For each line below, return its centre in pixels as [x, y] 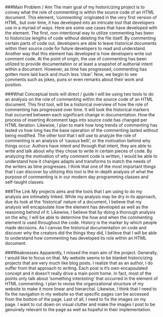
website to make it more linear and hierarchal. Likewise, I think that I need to [81, 289]
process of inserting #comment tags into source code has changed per [76, 120]
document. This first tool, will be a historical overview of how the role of [77, 104]
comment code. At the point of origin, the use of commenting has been [76, 59]
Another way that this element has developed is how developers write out [78, 54]
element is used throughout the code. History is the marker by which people [81, 223]
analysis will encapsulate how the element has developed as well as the [77, 207]
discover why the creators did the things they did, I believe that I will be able [81, 233]
